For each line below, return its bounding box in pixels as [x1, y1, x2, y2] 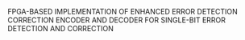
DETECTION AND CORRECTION [7, 24, 114, 33]
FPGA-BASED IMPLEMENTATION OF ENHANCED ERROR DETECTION [7, 7, 239, 16]
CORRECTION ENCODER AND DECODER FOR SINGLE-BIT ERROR [7, 15, 226, 25]
